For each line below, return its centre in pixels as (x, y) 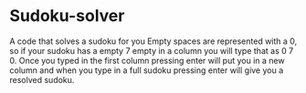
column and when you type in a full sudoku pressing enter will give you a (147, 70)
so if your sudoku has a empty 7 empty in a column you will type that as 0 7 (152, 50)
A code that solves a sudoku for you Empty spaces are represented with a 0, (153, 41)
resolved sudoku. (42, 79)
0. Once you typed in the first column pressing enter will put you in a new (147, 60)
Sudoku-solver (67, 16)
